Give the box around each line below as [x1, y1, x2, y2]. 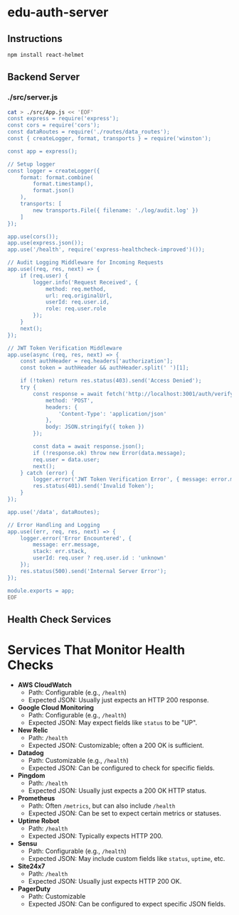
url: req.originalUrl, [45, 292, 113, 299]
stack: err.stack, [33, 548, 87, 555]
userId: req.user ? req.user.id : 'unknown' [33, 555, 167, 562]
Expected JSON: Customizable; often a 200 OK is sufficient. [28, 741, 204, 749]
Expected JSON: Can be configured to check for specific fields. [28, 764, 215, 772]
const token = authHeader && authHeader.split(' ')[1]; [20, 364, 190, 372]
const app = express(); [7, 147, 78, 155]
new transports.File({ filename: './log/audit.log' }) [33, 207, 199, 214]
